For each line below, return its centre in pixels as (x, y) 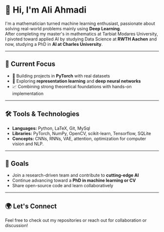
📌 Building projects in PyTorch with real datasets (61, 76)
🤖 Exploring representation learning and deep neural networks (76, 81)
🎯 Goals (17, 164)
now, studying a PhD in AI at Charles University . (54, 44)
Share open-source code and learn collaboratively (63, 186)
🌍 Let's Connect (31, 206)
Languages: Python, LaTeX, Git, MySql (51, 128)
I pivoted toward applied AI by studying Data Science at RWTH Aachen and (81, 39)
